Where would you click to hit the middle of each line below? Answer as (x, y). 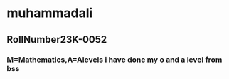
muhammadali (50, 13)
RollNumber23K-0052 (57, 39)
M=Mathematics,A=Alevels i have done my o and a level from (114, 60)
